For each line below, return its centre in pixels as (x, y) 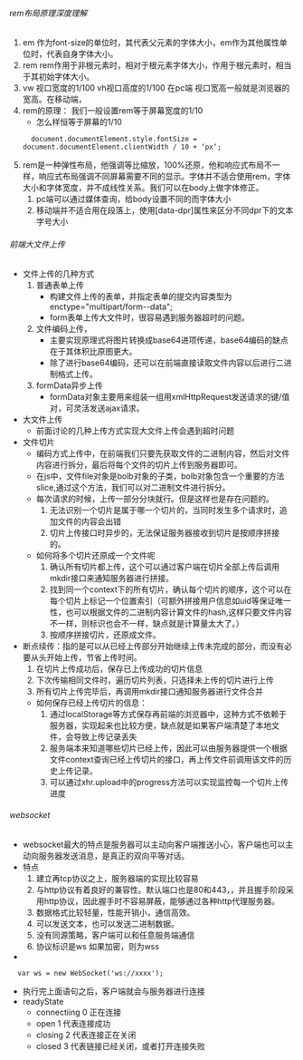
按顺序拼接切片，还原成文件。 (105, 635)
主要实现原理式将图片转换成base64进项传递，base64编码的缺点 (169, 340)
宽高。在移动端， (54, 100)
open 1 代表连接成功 (73, 1023)
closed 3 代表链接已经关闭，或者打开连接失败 (121, 1045)
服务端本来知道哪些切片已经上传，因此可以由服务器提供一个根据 (168, 748)
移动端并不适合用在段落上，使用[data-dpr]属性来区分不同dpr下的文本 (165, 210)
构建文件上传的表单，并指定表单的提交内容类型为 (141, 297)
